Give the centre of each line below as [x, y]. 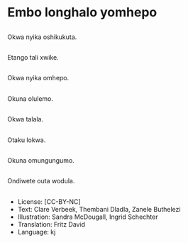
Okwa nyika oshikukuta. [42, 37]
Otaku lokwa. [27, 140]
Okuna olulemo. [31, 98]
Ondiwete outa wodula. [41, 181]
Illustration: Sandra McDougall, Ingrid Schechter [88, 217]
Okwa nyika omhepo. [38, 78]
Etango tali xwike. [33, 57]
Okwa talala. [26, 119]
